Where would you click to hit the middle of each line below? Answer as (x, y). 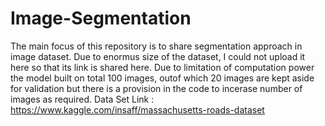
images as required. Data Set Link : (82, 99)
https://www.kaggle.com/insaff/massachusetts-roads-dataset (137, 109)
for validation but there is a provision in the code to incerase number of (156, 88)
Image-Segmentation (101, 18)
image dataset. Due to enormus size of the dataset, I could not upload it (158, 56)
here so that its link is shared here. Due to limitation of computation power (162, 67)
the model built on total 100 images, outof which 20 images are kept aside (162, 78)
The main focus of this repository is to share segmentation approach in (156, 46)
